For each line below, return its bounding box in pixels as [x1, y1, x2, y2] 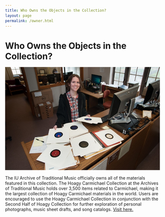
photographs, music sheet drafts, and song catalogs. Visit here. [5, 207, 134, 212]
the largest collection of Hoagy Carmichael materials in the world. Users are [5, 191, 159, 196]
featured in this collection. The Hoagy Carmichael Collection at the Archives [5, 180, 159, 186]
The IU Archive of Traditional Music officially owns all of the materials [5, 175, 145, 181]
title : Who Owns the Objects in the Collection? [5, 8, 107, 13]
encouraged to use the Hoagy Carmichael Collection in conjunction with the [5, 196, 159, 202]
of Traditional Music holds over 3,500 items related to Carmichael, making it [5, 186, 159, 191]
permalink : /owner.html [5, 18, 54, 23]
